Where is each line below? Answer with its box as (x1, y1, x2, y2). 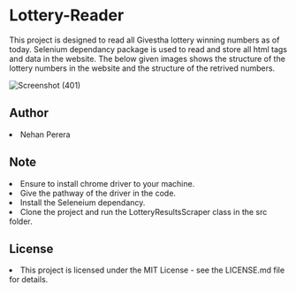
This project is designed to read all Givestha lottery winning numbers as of (9, 35, 280, 45)
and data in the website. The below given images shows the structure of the (9, 53, 285, 64)
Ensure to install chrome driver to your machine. (20, 178, 195, 188)
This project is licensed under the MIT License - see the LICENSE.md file (20, 265, 285, 275)
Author (9, 105, 49, 120)
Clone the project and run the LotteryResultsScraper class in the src (20, 206, 268, 217)
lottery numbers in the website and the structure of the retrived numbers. (9, 63, 276, 73)
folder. (9, 216, 33, 227)
